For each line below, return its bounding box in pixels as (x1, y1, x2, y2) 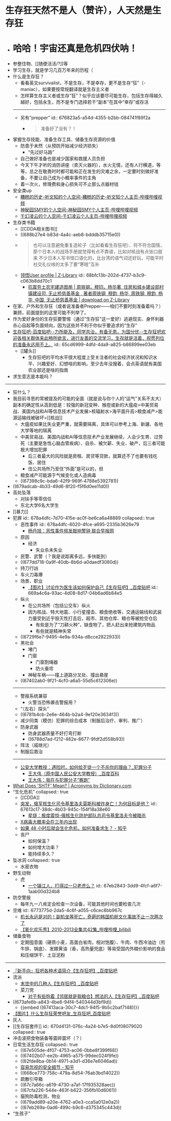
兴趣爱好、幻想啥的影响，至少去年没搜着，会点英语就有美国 (37, 361, 162, 367)
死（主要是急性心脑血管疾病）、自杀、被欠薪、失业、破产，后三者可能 (20, 440, 165, 446)
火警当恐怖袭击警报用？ (27, 699, 77, 705)
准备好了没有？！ (40, 126, 77, 132)
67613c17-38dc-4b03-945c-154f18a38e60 (20, 806, 111, 813)
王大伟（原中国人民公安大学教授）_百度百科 (27, 770, 120, 777)
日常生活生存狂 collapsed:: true (12, 1041, 78, 1048)
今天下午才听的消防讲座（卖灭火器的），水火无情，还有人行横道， (20, 162, 157, 168)
